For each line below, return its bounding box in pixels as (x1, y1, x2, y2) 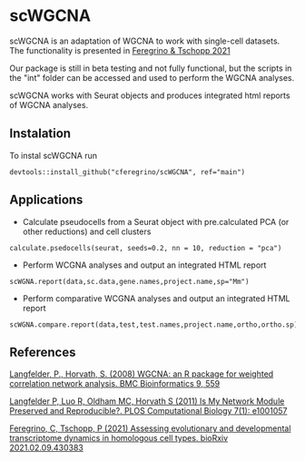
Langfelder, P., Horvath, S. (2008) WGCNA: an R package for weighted (9, 368, 274, 379)
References (9, 344, 76, 359)
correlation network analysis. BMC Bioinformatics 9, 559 (9, 378, 221, 389)
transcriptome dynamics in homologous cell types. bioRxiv (9, 433, 229, 444)
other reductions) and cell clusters (22, 226, 152, 237)
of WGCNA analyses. (9, 99, 89, 110)
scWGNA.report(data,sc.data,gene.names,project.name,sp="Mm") (9, 277, 250, 286)
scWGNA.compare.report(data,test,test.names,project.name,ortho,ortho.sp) (9, 319, 299, 329)
